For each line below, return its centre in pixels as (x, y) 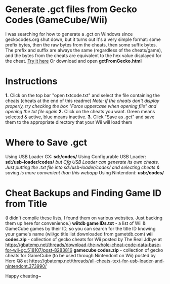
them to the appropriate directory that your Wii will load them (69, 122)
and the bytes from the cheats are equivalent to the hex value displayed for (83, 55)
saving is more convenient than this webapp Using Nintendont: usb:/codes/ (85, 172)
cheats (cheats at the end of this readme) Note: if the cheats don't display (82, 101)
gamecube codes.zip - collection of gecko (118, 250)
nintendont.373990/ (26, 266)
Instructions (31, 81)
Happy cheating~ (23, 276)
